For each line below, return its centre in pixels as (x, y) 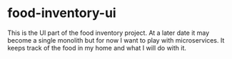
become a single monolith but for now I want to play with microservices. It (116, 40)
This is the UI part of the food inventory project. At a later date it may (109, 33)
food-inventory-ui (62, 13)
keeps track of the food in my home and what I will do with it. (97, 48)
